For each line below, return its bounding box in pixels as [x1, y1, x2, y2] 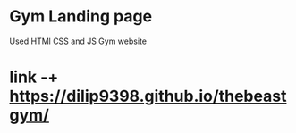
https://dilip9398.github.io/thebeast [9, 87, 287, 106]
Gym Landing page [9, 6, 153, 27]
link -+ [9, 67, 59, 87]
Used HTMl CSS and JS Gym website [9, 36, 148, 46]
